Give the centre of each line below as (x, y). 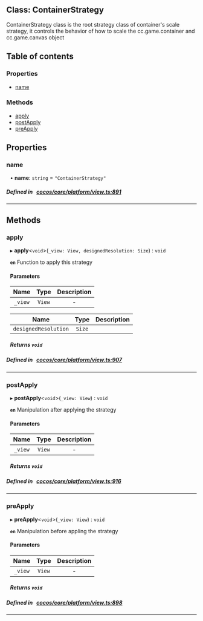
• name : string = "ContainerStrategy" (58, 178)
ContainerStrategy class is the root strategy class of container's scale (93, 24)
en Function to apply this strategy (51, 262)
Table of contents (40, 57)
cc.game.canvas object (35, 37)
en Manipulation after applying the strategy (63, 409)
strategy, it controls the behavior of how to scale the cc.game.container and (101, 31)
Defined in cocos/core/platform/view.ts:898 (64, 603)
